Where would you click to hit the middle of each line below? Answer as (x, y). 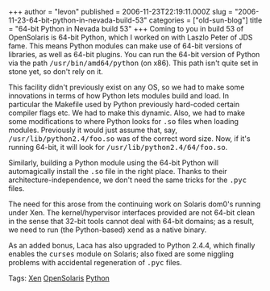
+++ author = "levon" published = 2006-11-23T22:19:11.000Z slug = (121, 12)
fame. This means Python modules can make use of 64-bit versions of (125, 46)
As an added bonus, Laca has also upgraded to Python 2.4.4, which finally (132, 245)
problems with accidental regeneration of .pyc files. (96, 262)
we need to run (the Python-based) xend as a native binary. (108, 230)
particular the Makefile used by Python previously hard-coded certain (124, 104)
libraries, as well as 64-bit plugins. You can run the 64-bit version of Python (134, 54)
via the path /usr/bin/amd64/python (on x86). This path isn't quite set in (133, 63)
